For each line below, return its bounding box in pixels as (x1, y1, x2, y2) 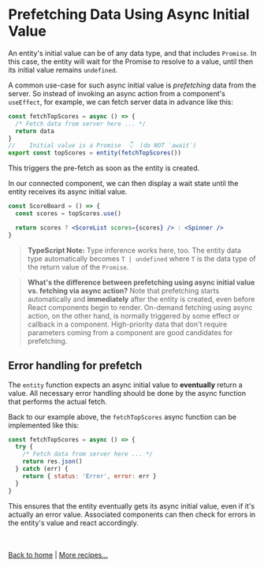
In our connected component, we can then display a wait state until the (8, 179, 239, 188)
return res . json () (22, 457, 83, 466)
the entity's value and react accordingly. (8, 518, 139, 528)
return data (15, 127, 55, 135)
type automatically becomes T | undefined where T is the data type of (27, 254, 256, 263)
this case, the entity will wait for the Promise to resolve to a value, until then (8, 57, 254, 66)
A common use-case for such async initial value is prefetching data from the (8, 80, 257, 90)
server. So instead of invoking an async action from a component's (8, 88, 226, 98)
